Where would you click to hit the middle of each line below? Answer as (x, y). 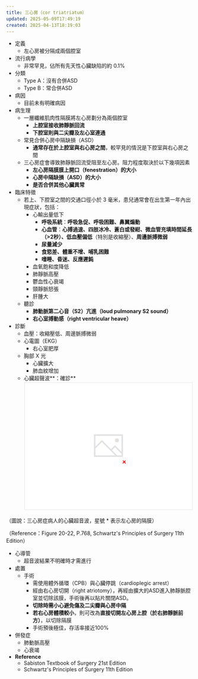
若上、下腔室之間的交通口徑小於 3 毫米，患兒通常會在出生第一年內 (105, 200)
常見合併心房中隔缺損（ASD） (60, 140)
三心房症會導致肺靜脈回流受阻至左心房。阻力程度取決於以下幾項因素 (107, 162)
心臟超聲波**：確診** (49, 378)
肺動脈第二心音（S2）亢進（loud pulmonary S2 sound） (102, 311)
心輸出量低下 (48, 215)
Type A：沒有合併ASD (51, 81)
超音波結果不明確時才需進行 (58, 561)
